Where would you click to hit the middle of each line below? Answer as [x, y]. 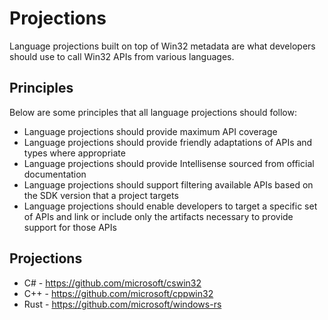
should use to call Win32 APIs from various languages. [122, 56]
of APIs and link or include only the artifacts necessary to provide [158, 216]
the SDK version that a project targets [101, 195]
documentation [55, 174]
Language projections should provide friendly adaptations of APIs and [168, 142]
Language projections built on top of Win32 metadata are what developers [162, 46]
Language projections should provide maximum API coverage [150, 131]
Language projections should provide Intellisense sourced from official [169, 163]
